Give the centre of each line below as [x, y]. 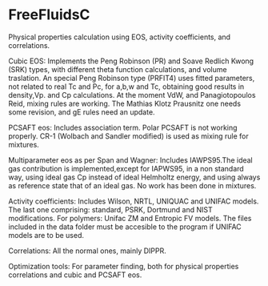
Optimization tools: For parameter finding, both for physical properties [124, 266]
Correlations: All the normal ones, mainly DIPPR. [87, 251]
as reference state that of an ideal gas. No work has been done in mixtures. [132, 185]
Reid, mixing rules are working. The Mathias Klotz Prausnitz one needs [125, 103]
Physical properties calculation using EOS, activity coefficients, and [119, 37]
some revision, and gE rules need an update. [82, 112]
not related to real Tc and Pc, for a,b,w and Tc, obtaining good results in [126, 87]
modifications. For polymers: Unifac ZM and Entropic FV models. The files [130, 218]
